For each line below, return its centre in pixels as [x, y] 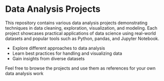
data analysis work [24, 73]
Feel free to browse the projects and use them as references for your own [81, 68]
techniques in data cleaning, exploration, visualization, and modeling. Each [81, 28]
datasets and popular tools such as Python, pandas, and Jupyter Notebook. [82, 39]
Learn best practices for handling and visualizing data [67, 53]
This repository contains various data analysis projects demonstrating [76, 23]
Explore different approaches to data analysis [59, 48]
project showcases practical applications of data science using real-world [81, 33]
